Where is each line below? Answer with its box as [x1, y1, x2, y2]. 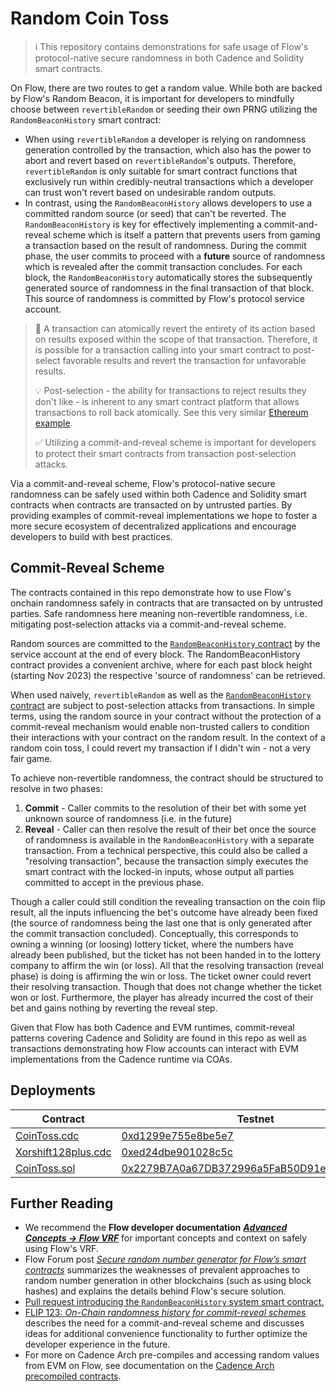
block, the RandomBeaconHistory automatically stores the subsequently [24, 271, 313, 283]
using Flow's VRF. [24, 1243, 99, 1255]
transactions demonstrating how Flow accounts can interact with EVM [10, 1042, 299, 1054]
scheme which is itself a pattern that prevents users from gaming [52, 228, 321, 241]
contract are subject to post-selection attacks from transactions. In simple [10, 699, 315, 711]
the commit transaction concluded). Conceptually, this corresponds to [10, 927, 299, 939]
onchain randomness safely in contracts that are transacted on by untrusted [10, 597, 323, 609]
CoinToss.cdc [15, 1128, 80, 1142]
